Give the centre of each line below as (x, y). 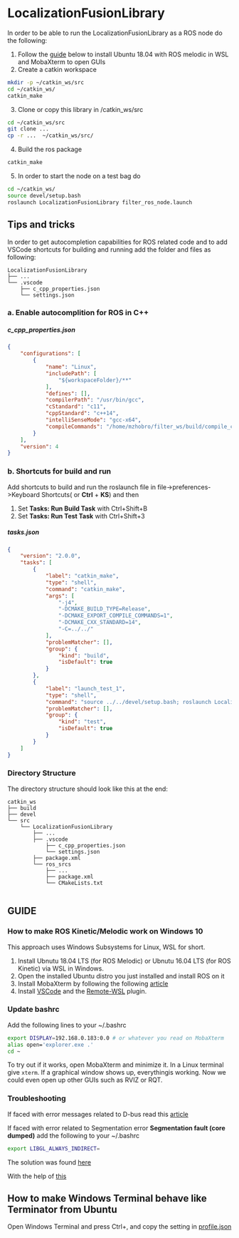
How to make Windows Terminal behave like (107, 1198)
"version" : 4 (39, 446)
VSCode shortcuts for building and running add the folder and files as (109, 249)
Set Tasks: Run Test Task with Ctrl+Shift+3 (81, 516)
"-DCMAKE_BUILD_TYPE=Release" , (105, 609)
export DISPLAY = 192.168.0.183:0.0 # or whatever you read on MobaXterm (116, 1038)
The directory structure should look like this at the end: (88, 789)
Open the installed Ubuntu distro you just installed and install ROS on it (121, 976)
